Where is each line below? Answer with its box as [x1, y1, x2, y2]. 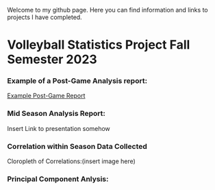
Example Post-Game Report [7, 92, 86, 100]
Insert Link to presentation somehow [7, 124, 111, 132]
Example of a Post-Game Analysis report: [7, 76, 148, 86]
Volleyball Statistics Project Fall [7, 37, 190, 53]
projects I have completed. [7, 13, 82, 21]
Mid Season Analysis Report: [7, 109, 106, 119]
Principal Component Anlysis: [7, 174, 109, 184]
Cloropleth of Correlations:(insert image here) [7, 157, 136, 165]
